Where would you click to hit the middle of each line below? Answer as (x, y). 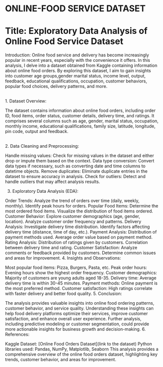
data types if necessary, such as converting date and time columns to (75, 166)
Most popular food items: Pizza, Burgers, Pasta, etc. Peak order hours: (76, 267)
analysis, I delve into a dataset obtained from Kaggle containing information (81, 66)
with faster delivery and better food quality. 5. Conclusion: (64, 294)
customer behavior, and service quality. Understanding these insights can (79, 308)
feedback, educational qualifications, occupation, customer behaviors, (76, 81)
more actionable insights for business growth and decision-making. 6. (75, 329)
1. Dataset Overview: (26, 101)
